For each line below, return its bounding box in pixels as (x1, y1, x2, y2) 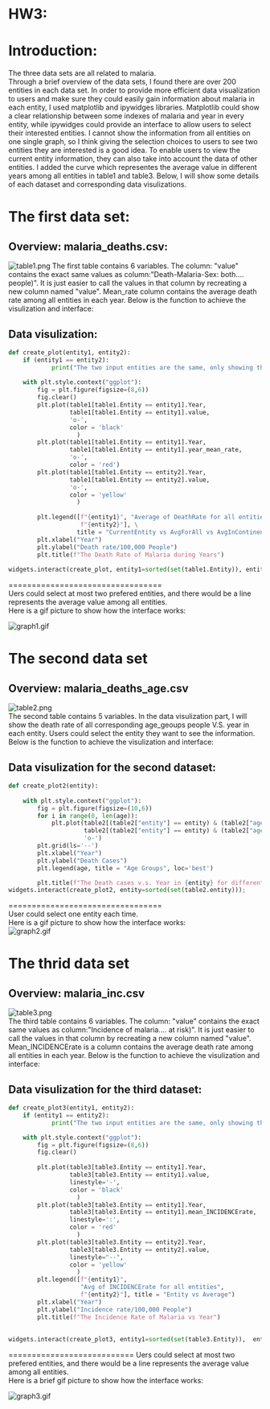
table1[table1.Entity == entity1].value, (69, 408, 211, 416)
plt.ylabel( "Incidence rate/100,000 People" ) (37, 1305, 193, 1313)
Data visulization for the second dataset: (8, 760, 217, 774)
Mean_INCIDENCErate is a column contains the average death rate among (8, 1042, 254, 1052)
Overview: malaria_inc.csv (8, 986, 145, 1000)
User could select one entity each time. (8, 909, 139, 919)
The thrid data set (8, 955, 130, 973)
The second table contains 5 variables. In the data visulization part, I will (8, 712, 247, 721)
